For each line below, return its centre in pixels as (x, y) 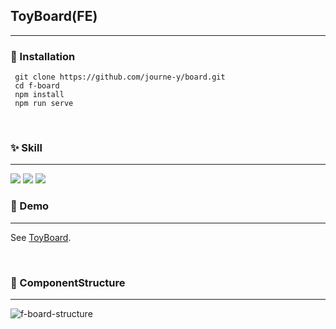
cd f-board (37, 86)
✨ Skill (26, 148)
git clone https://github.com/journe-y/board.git (120, 77)
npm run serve (44, 104)
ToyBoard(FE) (54, 16)
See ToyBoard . (41, 237)
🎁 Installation (43, 56)
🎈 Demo (30, 206)
